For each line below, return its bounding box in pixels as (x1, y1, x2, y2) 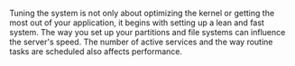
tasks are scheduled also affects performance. (9, 46, 183, 57)
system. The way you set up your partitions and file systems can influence (9, 27, 286, 37)
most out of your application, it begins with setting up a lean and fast (9, 17, 264, 28)
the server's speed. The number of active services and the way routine (9, 36, 273, 47)
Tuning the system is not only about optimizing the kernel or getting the (9, 8, 275, 18)
